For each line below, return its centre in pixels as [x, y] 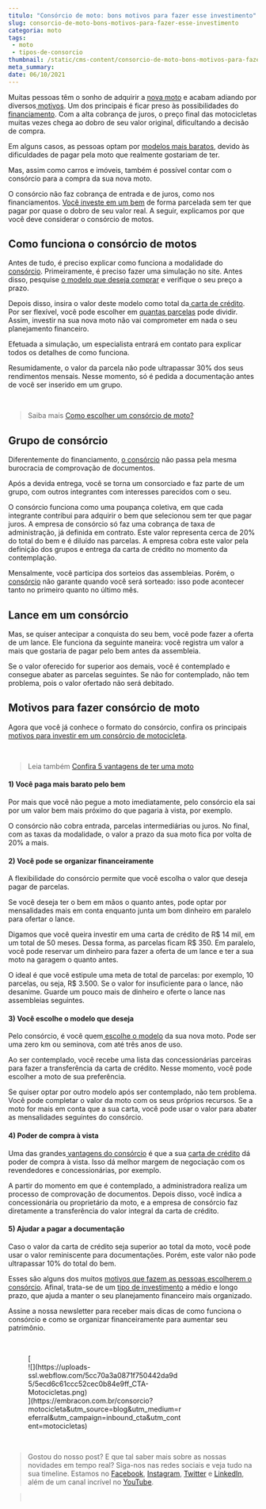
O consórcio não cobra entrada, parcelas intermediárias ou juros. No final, [129, 826]
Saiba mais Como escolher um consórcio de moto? [110, 416]
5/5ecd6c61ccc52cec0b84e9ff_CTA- [88, 1384]
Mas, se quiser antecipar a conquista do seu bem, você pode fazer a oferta [131, 634]
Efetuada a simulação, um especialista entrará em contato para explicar [125, 344]
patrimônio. [27, 1327]
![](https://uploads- [59, 1367]
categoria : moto [35, 30]
